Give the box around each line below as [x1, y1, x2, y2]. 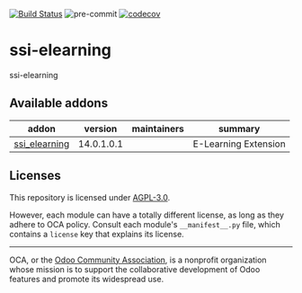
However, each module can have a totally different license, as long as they [9, 209, 285, 220]
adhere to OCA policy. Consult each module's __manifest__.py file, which [9, 218, 280, 229]
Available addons [9, 95, 109, 111]
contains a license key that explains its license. [9, 228, 184, 239]
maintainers [131, 122, 184, 135]
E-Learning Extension [192, 138, 286, 150]
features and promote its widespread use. [9, 273, 164, 284]
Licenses [9, 168, 61, 183]
